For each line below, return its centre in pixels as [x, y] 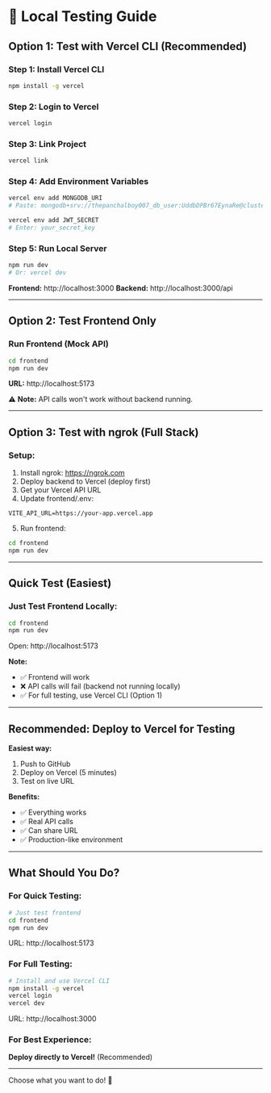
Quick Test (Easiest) [60, 583]
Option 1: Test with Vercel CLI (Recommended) [128, 46]
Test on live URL [47, 781]
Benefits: [24, 797]
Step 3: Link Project [48, 144]
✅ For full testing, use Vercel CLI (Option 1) [91, 695]
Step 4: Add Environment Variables [79, 182]
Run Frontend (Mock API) [58, 344]
